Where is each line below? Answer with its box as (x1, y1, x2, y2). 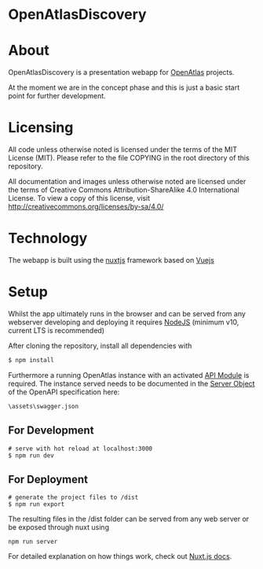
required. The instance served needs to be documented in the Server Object (8, 379, 255, 388)
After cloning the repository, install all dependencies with (8, 341, 192, 350)
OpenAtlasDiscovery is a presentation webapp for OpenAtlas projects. (8, 68, 235, 77)
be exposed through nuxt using (8, 523, 110, 532)
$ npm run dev (8, 451, 55, 460)
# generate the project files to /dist (8, 493, 139, 501)
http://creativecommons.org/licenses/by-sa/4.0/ (8, 202, 164, 212)
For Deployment (8, 473, 89, 486)
